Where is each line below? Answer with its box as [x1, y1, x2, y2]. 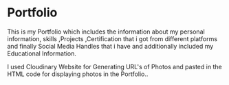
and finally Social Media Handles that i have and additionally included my [7, 42, 214, 50]
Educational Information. [7, 49, 77, 58]
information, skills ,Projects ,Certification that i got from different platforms [7, 34, 218, 42]
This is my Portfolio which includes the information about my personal [7, 27, 205, 36]
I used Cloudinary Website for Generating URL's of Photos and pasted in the [7, 62, 222, 71]
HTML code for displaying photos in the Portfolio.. [7, 70, 149, 78]
